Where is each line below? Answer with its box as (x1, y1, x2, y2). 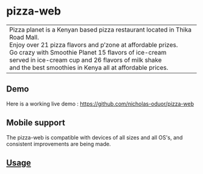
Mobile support (6, 118, 65, 128)
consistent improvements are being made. (6, 140, 111, 147)
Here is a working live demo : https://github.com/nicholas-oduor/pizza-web (6, 100, 195, 107)
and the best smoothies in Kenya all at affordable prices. (9, 63, 169, 72)
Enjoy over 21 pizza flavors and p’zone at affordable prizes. (9, 41, 178, 49)
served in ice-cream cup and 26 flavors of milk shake (9, 56, 162, 64)
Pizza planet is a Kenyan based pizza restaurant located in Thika (9, 25, 192, 34)
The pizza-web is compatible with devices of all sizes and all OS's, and (6, 133, 183, 141)
